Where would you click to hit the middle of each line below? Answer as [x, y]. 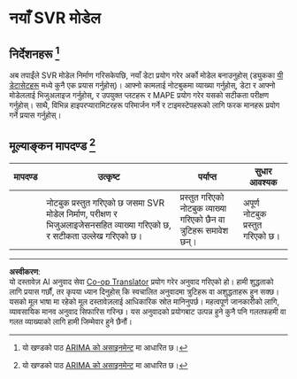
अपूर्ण [251, 203]
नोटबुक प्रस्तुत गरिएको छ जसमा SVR [106, 203]
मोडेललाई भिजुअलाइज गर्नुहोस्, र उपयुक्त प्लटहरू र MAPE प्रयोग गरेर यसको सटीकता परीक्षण [139, 95]
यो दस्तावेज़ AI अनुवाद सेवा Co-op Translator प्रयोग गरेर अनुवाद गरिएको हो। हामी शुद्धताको [141, 282]
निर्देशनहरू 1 [34, 52]
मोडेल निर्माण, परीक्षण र [82, 213]
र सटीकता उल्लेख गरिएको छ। [95, 236]
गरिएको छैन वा [202, 219]
